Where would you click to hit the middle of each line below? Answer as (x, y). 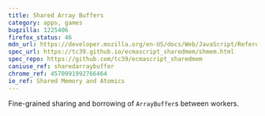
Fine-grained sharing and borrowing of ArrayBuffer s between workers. (123, 103)
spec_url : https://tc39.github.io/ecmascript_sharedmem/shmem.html (121, 52)
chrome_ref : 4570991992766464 (58, 74)
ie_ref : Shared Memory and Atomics (67, 81)
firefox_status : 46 (40, 37)
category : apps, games (45, 23)
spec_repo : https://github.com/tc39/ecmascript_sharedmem (105, 60)
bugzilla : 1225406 (38, 30)
